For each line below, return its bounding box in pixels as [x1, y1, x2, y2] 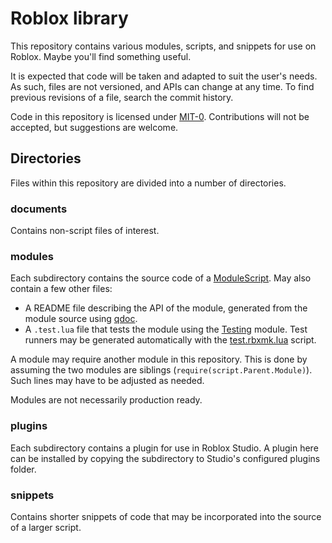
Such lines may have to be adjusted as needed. [10, 375, 205, 387]
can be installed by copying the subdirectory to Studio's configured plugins [10, 452, 321, 464]
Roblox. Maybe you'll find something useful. [10, 50, 192, 62]
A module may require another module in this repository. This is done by [10, 353, 308, 366]
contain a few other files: [10, 283, 113, 295]
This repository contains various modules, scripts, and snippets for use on [10, 40, 317, 52]
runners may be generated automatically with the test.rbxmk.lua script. [24, 334, 317, 346]
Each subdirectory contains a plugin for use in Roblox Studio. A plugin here [10, 442, 319, 454]
